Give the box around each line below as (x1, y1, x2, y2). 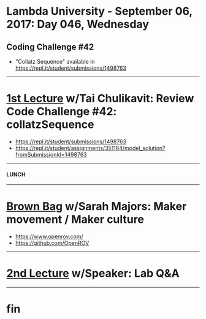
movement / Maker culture (6, 212, 144, 227)
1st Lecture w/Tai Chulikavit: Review (6, 92, 194, 105)
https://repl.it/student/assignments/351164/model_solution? (15, 144, 166, 151)
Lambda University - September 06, (6, 4, 193, 18)
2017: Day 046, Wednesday (6, 17, 149, 31)
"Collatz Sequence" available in (15, 58, 95, 65)
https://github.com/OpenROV (15, 239, 90, 247)
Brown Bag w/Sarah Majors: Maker (6, 200, 187, 214)
